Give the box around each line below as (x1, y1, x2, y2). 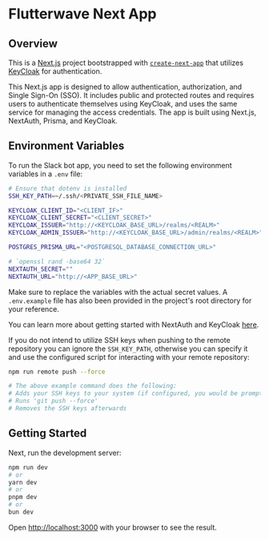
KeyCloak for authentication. (8, 66, 102, 76)
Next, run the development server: (8, 448, 122, 457)
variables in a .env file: (8, 169, 82, 179)
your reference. (8, 304, 60, 313)
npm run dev (8, 463, 48, 471)
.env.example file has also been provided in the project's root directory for (8, 296, 252, 305)
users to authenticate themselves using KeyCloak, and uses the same (8, 99, 238, 108)
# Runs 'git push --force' (8, 397, 98, 405)
